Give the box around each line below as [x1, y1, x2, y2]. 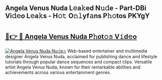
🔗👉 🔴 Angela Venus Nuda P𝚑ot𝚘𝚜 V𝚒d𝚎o [5, 32, 137, 41]
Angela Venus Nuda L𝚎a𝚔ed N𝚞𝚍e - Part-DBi [5, 4, 147, 12]
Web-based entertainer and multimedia [67, 48, 148, 54]
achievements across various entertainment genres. [5, 70, 111, 75]
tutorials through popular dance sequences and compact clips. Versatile [5, 59, 153, 65]
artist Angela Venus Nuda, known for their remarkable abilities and [5, 64, 141, 70]
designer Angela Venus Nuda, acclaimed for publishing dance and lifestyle [5, 54, 158, 59]
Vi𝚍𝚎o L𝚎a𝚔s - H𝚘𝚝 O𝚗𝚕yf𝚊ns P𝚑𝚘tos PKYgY [5, 12, 150, 20]
